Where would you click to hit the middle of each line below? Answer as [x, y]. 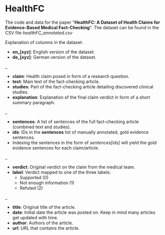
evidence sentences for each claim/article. [56, 148]
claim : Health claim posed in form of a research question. [71, 76]
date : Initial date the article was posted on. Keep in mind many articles [84, 212]
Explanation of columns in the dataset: [44, 42]
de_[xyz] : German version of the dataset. [54, 57]
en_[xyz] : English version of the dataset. [54, 52]
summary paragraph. [34, 102]
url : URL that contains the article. [46, 228]
